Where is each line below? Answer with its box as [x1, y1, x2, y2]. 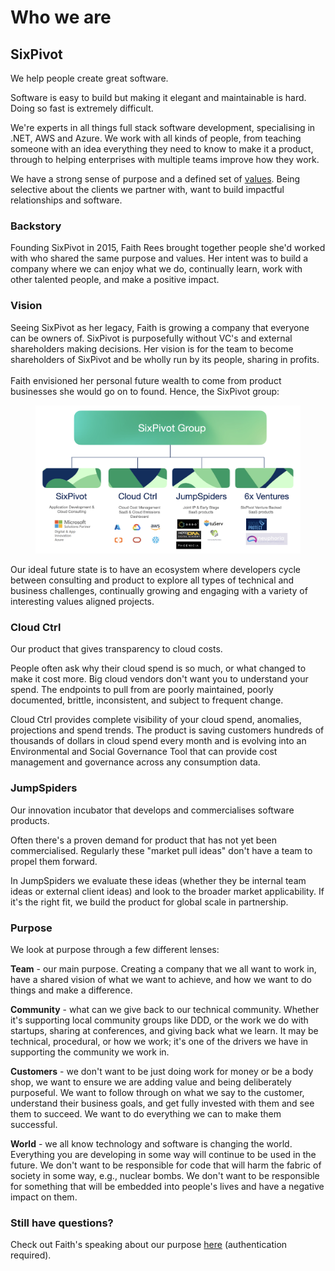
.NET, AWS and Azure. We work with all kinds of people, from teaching [10, 132, 302, 144]
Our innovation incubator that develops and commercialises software [10, 804, 295, 816]
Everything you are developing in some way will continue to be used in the [10, 1148, 317, 1160]
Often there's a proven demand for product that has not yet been [10, 834, 277, 846]
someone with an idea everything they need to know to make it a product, [10, 143, 314, 155]
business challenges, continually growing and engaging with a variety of [10, 585, 308, 597]
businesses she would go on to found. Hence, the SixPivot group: [10, 385, 280, 397]
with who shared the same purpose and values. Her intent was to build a [10, 252, 309, 265]
